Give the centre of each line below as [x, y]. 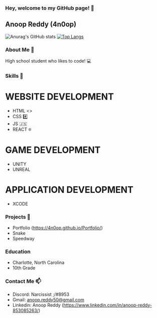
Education [18, 251]
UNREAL [21, 169]
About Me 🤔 [20, 49]
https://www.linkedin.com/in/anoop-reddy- [108, 305]
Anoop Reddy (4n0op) [41, 24]
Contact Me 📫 [23, 281]
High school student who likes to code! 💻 [48, 61]
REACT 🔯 [22, 129]
